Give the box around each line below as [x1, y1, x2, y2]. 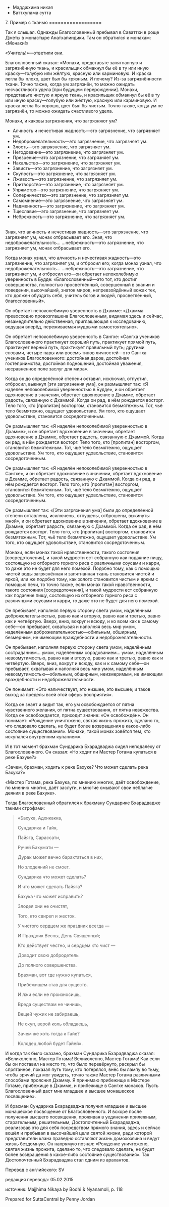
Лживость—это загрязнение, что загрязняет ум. [12, 176, 118, 182]
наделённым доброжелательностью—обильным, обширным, [5, 629, 138, 635]
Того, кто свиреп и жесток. [17, 913, 76, 919]
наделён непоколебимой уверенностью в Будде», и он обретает [5, 387, 145, 392]
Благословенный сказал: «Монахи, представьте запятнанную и [5, 60, 142, 65]
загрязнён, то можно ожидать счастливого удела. [5, 108, 114, 114]
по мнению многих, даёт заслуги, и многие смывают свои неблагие [5, 784, 153, 790]
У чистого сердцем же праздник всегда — [17, 923, 109, 929]
